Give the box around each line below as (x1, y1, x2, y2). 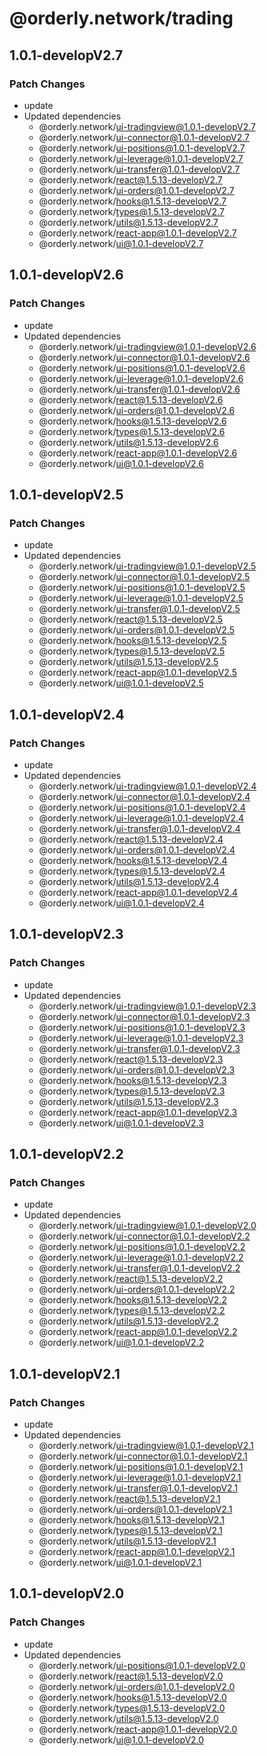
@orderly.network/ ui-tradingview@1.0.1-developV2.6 (38, 340, 257, 352)
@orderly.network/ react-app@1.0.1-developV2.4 (38, 886, 238, 898)
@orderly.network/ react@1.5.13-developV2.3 (38, 1053, 224, 1065)
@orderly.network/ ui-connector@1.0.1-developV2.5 (38, 571, 251, 583)
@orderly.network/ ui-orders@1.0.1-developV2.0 (38, 1680, 236, 1692)
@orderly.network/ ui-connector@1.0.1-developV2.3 (38, 1010, 251, 1022)
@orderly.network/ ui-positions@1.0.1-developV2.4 (38, 801, 246, 813)
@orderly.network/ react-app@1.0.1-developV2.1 (38, 1546, 236, 1557)
